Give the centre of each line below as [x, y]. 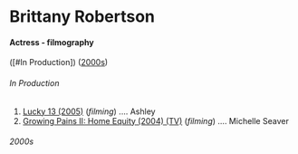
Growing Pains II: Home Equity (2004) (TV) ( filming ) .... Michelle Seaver [156, 120]
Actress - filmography [52, 42]
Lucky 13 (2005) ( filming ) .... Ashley [89, 111]
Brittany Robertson [82, 17]
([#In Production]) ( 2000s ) [59, 63]
